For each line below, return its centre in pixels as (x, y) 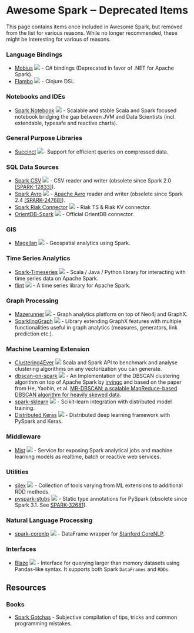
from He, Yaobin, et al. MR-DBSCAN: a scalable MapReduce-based (96, 389)
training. (25, 408)
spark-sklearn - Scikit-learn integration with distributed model (93, 402)
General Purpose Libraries (44, 138)
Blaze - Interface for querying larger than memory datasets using (97, 563)
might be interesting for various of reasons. (58, 39)
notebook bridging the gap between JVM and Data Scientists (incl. (95, 116)
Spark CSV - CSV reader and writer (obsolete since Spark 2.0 (93, 181)
